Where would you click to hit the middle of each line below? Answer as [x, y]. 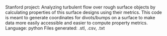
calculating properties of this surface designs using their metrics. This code [84, 12]
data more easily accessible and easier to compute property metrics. [77, 23]
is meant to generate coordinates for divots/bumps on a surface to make [80, 18]
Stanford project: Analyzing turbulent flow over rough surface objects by [80, 7]
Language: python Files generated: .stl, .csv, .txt [55, 28]
